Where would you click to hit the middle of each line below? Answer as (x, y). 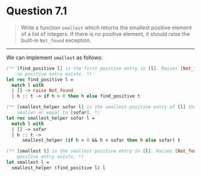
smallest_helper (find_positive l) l (59, 168)
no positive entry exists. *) (55, 74)
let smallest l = (28, 163)
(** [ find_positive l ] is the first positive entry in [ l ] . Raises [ (95, 68)
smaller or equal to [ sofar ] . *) (59, 113)
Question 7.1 (37, 11)
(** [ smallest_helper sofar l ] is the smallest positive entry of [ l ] (96, 107)
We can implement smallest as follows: (54, 57)
